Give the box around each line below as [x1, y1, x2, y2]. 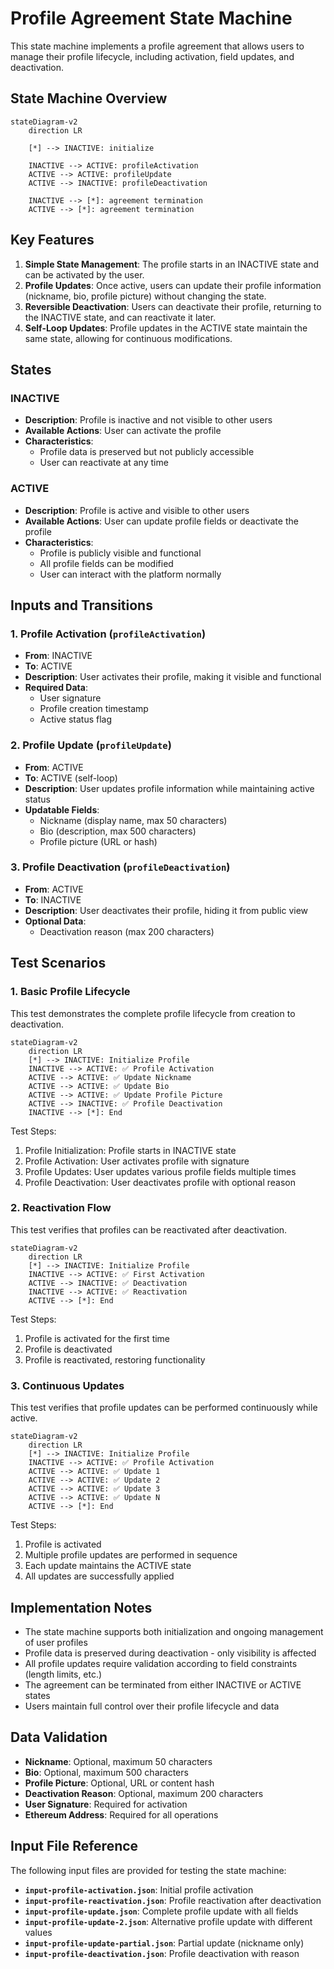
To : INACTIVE [24, 893, 82, 906]
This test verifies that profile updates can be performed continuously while [10, 1402, 318, 1414]
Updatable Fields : [24, 803, 100, 816]
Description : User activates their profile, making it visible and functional [24, 671, 322, 683]
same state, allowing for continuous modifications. [24, 332, 233, 344]
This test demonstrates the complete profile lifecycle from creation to [10, 1007, 296, 1019]
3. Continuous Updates [10, 1378, 125, 1392]
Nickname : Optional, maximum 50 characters [24, 1755, 213, 1767]
